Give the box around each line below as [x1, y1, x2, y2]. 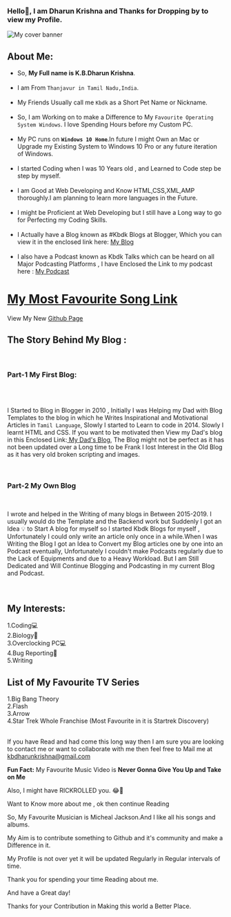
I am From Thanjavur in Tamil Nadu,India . [17, 84, 139, 92]
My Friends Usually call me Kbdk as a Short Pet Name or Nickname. [17, 98, 208, 106]
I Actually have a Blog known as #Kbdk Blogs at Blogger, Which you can [17, 231, 222, 239]
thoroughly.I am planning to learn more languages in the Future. [17, 193, 198, 202]
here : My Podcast [17, 267, 70, 276]
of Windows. [17, 150, 54, 158]
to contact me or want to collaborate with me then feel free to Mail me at [7, 745, 212, 753]
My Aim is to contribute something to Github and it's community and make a [7, 834, 223, 842]
